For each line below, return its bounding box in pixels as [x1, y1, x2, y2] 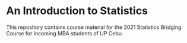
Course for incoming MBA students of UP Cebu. [6, 29, 123, 37]
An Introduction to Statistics [6, 4, 148, 18]
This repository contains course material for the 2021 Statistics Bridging [6, 24, 182, 31]
